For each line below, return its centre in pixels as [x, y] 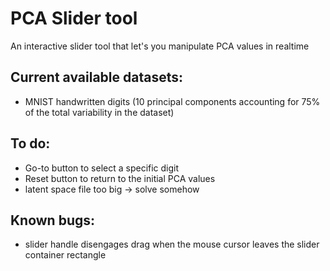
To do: [30, 143]
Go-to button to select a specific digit [102, 168]
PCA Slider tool [74, 18]
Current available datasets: [96, 77]
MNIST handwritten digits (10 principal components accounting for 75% [172, 101]
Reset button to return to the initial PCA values [120, 178]
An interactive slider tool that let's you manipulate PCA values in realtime [160, 46]
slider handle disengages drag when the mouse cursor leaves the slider [172, 244]
